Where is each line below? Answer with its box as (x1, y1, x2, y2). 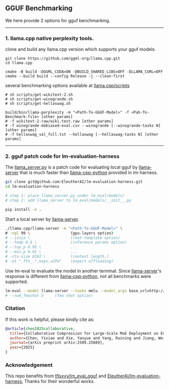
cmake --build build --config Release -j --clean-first (5, 74, 125, 79)
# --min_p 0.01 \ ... (5, 249, 78, 254)
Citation (5, 305, 25, 312)
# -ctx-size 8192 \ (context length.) (5, 254, 109, 259)
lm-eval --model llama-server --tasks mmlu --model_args (5, 288, 127, 293)
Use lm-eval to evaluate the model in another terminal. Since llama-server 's (5, 267, 162, 274)
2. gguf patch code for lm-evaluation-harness (5, 153, 120, 160)
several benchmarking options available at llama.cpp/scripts (5, 83, 130, 89)
